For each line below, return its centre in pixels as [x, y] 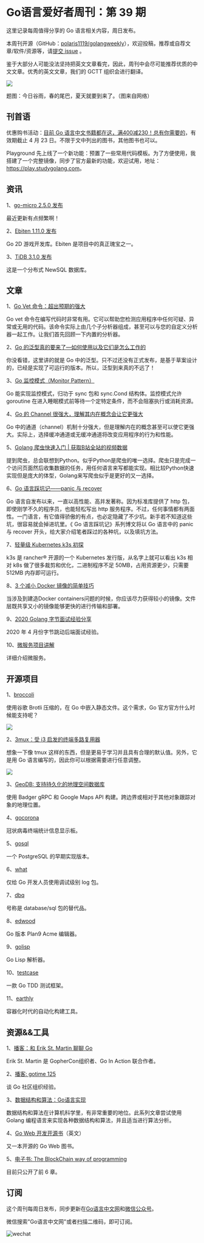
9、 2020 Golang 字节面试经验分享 [49, 619]
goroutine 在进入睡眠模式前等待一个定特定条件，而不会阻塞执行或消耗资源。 [102, 401]
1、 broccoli [20, 695]
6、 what [17, 869]
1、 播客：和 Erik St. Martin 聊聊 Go [49, 1048]
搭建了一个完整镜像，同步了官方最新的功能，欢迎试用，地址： [83, 160]
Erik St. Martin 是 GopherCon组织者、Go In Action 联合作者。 [83, 1061]
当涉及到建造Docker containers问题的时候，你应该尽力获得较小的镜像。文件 [101, 598]
